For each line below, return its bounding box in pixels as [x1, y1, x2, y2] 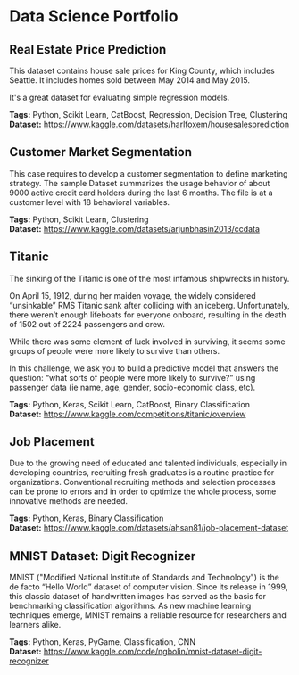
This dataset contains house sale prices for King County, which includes [9, 65, 275, 76]
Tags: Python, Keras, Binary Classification [9, 513, 164, 523]
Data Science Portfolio [9, 6, 179, 27]
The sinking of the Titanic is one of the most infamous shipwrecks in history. [9, 273, 290, 284]
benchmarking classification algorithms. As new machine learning [9, 600, 252, 612]
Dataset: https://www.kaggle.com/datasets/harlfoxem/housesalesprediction [9, 119, 290, 129]
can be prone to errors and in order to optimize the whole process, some [9, 486, 277, 497]
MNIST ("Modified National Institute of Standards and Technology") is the [9, 572, 279, 583]
